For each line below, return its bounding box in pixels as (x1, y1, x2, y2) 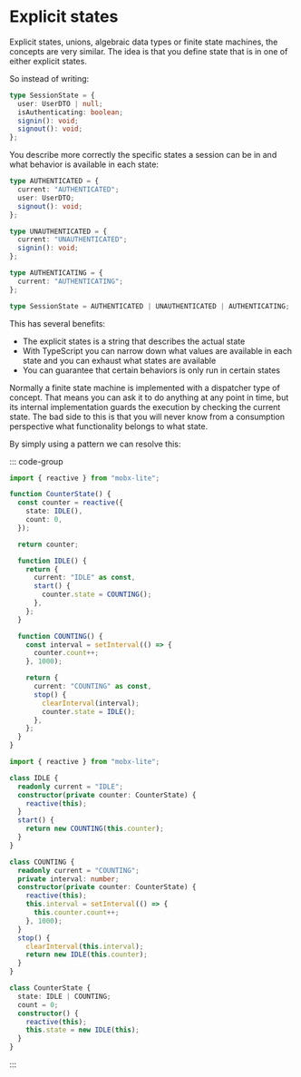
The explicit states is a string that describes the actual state (22, 336, 246, 347)
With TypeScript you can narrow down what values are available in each (22, 345, 293, 356)
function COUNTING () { (17, 632, 103, 641)
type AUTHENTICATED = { (9, 177, 100, 186)
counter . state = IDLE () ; (42, 707, 136, 716)
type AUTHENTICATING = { (9, 269, 103, 278)
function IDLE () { (17, 556, 88, 565)
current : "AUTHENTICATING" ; (17, 277, 124, 286)
